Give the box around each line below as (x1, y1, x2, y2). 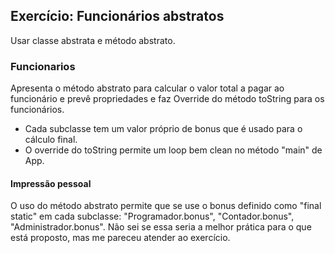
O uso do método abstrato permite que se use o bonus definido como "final (10, 200, 322, 212)
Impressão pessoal (10, 177, 92, 189)
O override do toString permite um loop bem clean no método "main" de (24, 144, 323, 156)
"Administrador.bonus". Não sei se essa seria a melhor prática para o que (10, 221, 312, 233)
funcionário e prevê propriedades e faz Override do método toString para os (10, 93, 325, 105)
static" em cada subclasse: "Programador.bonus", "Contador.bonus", (10, 210, 295, 223)
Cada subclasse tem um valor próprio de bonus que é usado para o (24, 123, 303, 135)
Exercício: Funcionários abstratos (10, 8, 225, 25)
